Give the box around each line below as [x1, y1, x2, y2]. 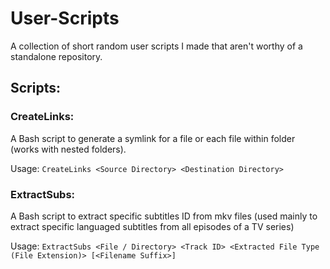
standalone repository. [10, 50, 103, 62]
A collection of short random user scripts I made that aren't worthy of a [10, 40, 303, 52]
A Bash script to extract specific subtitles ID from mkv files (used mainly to [10, 210, 318, 222]
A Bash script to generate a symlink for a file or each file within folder [10, 132, 296, 144]
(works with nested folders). [10, 143, 127, 155]
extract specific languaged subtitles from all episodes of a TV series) [10, 220, 295, 232]
